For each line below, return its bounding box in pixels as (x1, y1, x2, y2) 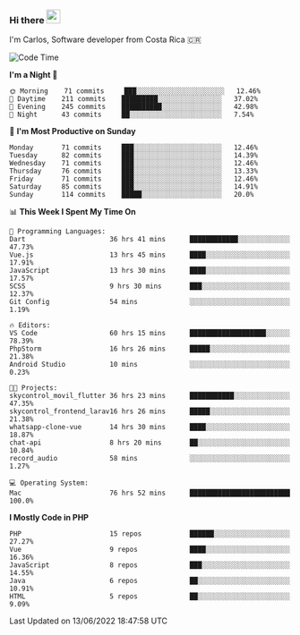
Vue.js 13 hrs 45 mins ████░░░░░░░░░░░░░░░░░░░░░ (9, 250, 291, 259)
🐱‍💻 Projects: (9, 384, 58, 393)
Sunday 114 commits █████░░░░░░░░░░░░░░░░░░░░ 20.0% (9, 190, 254, 199)
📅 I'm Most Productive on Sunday (9, 126, 136, 137)
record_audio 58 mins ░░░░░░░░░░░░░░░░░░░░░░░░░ (9, 454, 291, 463)
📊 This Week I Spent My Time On (9, 207, 136, 217)
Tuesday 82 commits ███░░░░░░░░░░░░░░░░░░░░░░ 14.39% (9, 151, 258, 160)
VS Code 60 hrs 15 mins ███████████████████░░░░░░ (9, 329, 291, 338)
